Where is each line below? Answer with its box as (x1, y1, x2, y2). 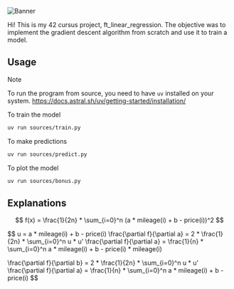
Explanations (7, 196, 67, 209)
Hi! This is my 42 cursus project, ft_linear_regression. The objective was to (7, 21, 226, 28)
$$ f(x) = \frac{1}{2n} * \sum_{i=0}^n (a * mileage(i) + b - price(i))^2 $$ (15, 216, 224, 224)
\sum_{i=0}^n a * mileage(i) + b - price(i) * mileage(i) (7, 245, 162, 253)
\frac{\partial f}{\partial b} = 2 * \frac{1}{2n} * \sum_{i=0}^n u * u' (7, 258, 199, 267)
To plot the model (7, 164, 59, 172)
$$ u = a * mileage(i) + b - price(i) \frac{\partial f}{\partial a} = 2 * (7, 230, 201, 238)
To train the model (7, 110, 61, 119)
